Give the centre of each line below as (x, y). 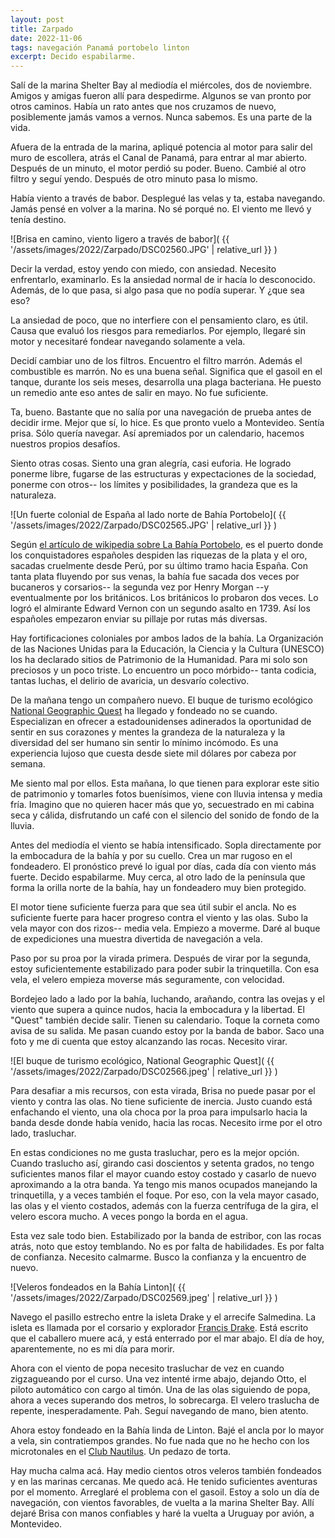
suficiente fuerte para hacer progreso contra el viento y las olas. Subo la (159, 918)
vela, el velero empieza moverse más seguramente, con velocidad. (147, 980)
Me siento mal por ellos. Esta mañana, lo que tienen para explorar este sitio (165, 783)
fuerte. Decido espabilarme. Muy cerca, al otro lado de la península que (158, 877)
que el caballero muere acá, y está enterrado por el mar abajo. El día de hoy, (167, 1338)
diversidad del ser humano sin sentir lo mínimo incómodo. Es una (144, 743)
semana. (28, 764)
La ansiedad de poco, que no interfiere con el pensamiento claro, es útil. (159, 320)
